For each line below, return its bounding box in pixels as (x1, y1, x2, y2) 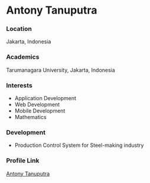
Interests (6, 81, 32, 89)
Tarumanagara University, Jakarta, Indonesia (6, 66, 115, 73)
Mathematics (14, 114, 47, 121)
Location (6, 25, 32, 33)
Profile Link (6, 156, 40, 165)
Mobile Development (14, 107, 66, 114)
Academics (6, 53, 40, 61)
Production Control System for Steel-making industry (14, 142, 144, 149)
